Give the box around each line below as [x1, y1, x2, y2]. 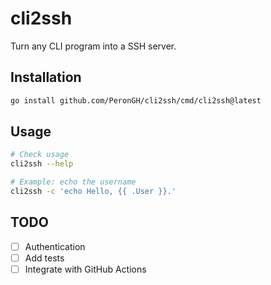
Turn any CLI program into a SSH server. [10, 40, 177, 52]
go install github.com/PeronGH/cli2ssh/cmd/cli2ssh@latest [10, 95, 262, 106]
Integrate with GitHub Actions [24, 263, 147, 275]
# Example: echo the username [10, 177, 137, 187]
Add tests [24, 252, 65, 264]
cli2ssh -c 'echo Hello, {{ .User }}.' [10, 187, 177, 197]
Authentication [24, 240, 86, 252]
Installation [10, 69, 82, 86]
